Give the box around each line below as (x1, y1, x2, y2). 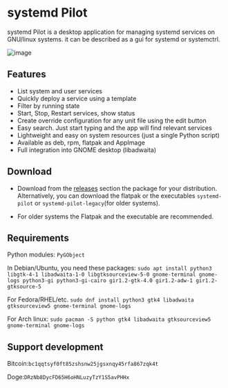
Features (7, 68, 46, 80)
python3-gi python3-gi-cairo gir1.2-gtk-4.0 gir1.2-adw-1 (22, 277, 193, 284)
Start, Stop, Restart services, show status (17, 109, 135, 117)
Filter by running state (17, 102, 80, 110)
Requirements (7, 232, 69, 243)
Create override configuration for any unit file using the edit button (17, 116, 207, 124)
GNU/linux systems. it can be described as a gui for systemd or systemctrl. (7, 35, 220, 43)
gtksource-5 (7, 284, 41, 290)
